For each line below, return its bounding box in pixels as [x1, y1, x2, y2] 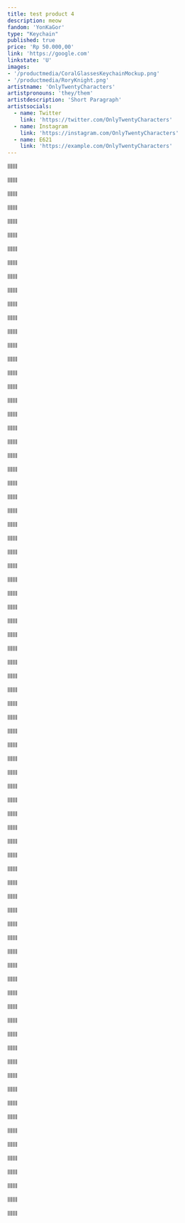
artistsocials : [7, 103, 52, 110]
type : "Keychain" [7, 30, 59, 38]
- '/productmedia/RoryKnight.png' [7, 76, 110, 84]
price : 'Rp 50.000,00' [7, 43, 74, 50]
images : [7, 63, 30, 70]
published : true [7, 37, 55, 44]
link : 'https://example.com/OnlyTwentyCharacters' [20, 143, 173, 150]
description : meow [7, 17, 62, 24]
